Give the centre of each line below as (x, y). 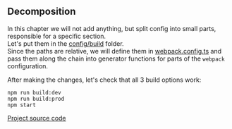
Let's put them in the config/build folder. (66, 43)
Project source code (37, 118)
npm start (22, 105)
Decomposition (42, 12)
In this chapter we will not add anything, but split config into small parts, (112, 28)
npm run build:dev (34, 92)
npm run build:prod (36, 99)
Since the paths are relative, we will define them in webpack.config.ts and (115, 51)
